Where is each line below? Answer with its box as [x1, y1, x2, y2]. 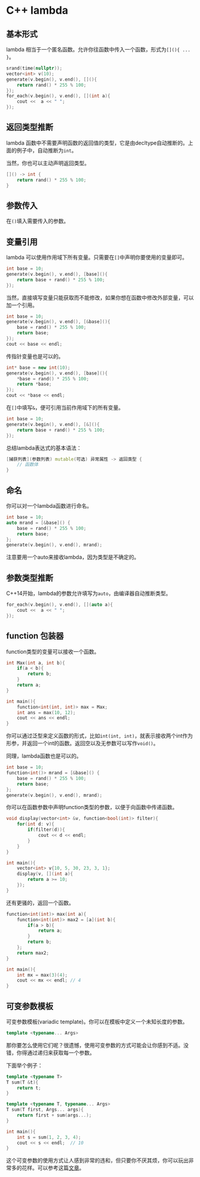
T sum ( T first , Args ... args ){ [6, 1107, 84, 1113]
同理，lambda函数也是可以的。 [6, 752, 82, 760]
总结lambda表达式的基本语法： [6, 444, 82, 452]
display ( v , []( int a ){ [17, 871, 73, 877]
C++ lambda [6, 4, 68, 17]
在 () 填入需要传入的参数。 [6, 218, 70, 225]
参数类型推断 [6, 572, 54, 583]
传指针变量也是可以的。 [6, 352, 64, 359]
